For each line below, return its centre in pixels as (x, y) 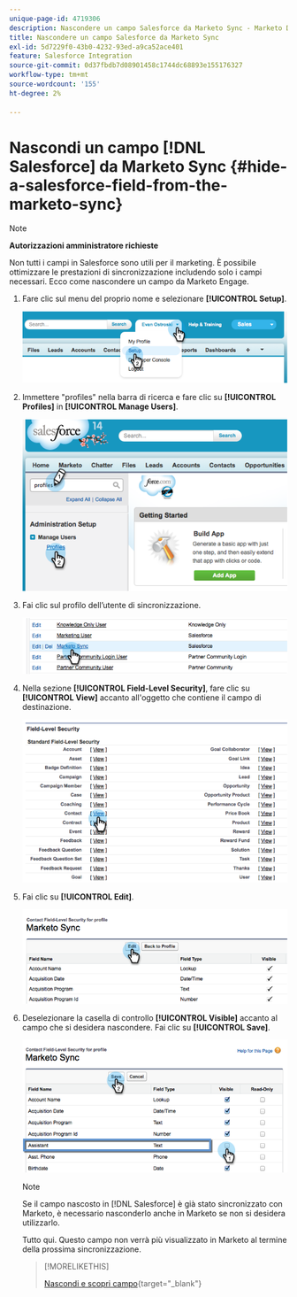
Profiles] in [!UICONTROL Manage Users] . (100, 406)
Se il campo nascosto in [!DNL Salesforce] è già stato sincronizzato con (152, 1203)
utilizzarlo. (41, 1223)
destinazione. (47, 706)
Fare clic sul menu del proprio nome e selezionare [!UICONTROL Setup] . (154, 299)
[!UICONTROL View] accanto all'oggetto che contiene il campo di (141, 697)
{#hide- (259, 166)
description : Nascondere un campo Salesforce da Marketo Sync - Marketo (146, 28)
